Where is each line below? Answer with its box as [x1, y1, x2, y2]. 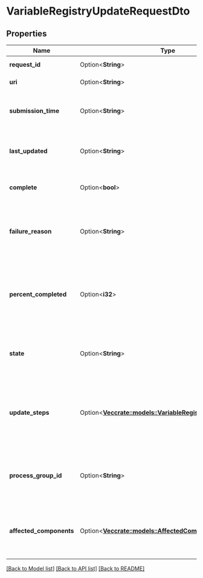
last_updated [9, 147, 48, 155]
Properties [6, 29, 47, 39]
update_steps [9, 408, 50, 417]
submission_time [9, 107, 59, 115]
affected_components [9, 526, 74, 535]
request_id [9, 61, 41, 69]
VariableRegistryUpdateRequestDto [6, 4, 190, 18]
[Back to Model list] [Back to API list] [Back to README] [6, 565, 145, 572]
